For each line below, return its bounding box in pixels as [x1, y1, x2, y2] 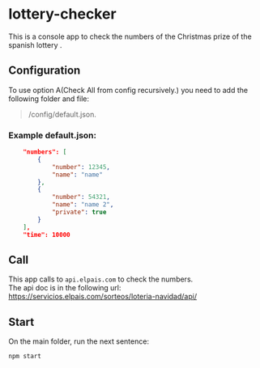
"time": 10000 [23, 231, 70, 239]
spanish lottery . [8, 40, 62, 49]
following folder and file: [8, 94, 90, 104]
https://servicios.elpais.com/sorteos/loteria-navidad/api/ [8, 292, 197, 302]
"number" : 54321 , [51, 193, 111, 201]
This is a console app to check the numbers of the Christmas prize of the [8, 32, 253, 41]
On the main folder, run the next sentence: [8, 336, 150, 346]
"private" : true [51, 208, 107, 217]
